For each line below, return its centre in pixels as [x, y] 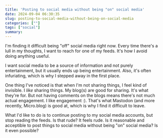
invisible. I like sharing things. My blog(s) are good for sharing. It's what [77, 90]
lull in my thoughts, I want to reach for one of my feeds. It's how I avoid [76, 51]
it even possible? [22, 130]
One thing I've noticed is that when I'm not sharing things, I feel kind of [76, 85]
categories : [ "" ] [23, 23]
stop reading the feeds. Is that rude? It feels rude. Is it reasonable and [75, 120]
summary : [14, 32]
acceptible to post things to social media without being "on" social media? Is [81, 125]
